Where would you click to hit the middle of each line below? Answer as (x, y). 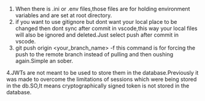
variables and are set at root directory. (64, 15)
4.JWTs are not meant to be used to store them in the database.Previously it (102, 73)
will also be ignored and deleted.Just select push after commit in (97, 35)
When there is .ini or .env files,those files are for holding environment (102, 9)
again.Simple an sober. (44, 61)
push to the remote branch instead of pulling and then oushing (94, 54)
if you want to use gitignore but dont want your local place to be (96, 22)
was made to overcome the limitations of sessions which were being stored (102, 79)
